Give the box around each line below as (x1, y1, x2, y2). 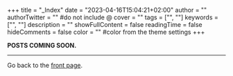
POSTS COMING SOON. (7, 41, 77, 49)
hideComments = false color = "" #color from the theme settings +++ (7, 28, 205, 36)
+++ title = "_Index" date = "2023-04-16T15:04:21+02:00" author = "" (7, 6, 207, 14)
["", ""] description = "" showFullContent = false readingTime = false (7, 21, 202, 28)
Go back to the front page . (7, 61, 83, 69)
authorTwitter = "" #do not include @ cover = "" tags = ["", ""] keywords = (7, 13, 218, 21)
